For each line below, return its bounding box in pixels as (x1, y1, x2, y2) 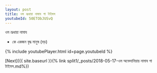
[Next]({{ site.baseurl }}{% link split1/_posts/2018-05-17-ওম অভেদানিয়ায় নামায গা (5, 58, 152, 64)
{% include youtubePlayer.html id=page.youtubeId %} (5, 49, 113, 55)
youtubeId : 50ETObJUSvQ (5, 16, 53, 21)
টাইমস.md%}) (5, 63, 29, 69)
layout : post (5, 7, 31, 12)
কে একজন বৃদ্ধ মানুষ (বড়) (12, 39, 47, 45)
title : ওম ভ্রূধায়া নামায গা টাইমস (5, 12, 56, 16)
